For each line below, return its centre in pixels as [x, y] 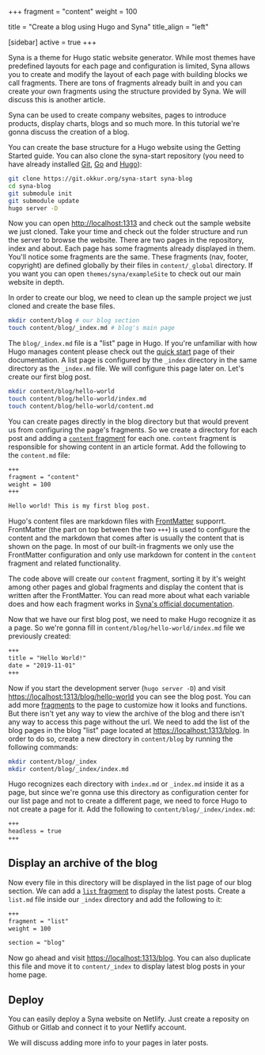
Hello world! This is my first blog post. [79, 506]
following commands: [43, 747]
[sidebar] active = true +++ [53, 42]
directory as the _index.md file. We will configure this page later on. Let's [126, 369]
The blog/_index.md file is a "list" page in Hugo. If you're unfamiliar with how [133, 343]
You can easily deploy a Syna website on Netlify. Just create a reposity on [129, 1019]
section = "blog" [37, 943]
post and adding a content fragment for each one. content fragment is [123, 438]
